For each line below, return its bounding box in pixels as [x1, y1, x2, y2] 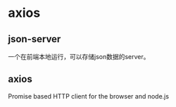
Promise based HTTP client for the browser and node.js [8, 92, 170, 100]
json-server [8, 33, 61, 45]
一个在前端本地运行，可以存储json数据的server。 [8, 53, 150, 61]
